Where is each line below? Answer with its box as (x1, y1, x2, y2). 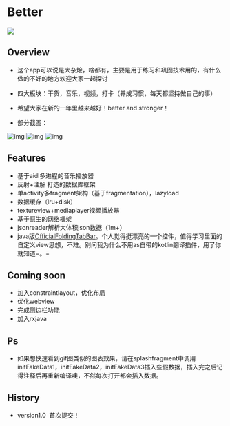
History (7, 391, 40, 404)
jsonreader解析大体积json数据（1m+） (17, 223, 126, 231)
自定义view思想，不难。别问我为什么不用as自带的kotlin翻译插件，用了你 (17, 240, 222, 249)
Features (7, 153, 46, 164)
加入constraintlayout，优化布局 (17, 289, 105, 297)
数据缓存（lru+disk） (17, 197, 77, 206)
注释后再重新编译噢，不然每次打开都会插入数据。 (23, 371, 163, 380)
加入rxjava (17, 315, 47, 323)
